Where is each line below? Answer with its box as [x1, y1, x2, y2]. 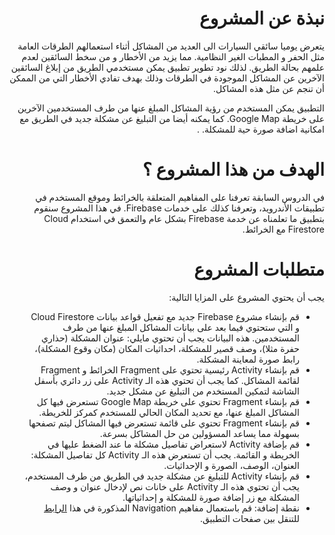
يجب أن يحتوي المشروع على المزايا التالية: [168, 291, 325, 303]
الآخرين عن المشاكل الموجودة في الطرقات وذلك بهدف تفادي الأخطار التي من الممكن [9, 72, 325, 84]
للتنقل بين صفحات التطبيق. [199, 512, 300, 524]
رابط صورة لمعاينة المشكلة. [196, 353, 300, 365]
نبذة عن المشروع [198, 7, 325, 30]
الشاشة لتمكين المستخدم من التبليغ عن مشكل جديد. [106, 385, 300, 397]
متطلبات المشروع [193, 258, 325, 281]
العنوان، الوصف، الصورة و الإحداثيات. [163, 459, 300, 471]
